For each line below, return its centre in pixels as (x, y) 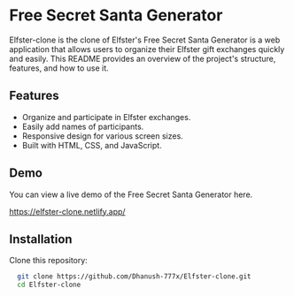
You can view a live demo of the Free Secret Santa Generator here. (131, 194)
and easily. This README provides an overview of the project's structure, (143, 58)
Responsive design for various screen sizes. (102, 136)
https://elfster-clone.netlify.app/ (67, 211)
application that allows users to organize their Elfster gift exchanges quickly (147, 49)
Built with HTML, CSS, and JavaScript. (92, 145)
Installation (41, 239)
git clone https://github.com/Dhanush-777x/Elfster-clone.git (134, 277)
